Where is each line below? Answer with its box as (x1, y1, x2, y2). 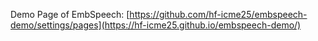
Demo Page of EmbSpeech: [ (10, 9, 130, 20)
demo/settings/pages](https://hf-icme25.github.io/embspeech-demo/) (10, 19, 302, 31)
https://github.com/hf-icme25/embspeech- (129, 9, 308, 20)
